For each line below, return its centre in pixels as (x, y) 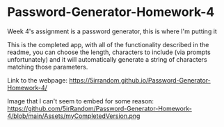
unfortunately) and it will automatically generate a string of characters (107, 59)
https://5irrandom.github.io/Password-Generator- (140, 80)
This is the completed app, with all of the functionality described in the (108, 44)
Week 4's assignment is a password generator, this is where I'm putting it (112, 31)
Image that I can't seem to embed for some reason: (81, 101)
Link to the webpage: (38, 80)
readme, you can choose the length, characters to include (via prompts (109, 52)
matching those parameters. (48, 67)
